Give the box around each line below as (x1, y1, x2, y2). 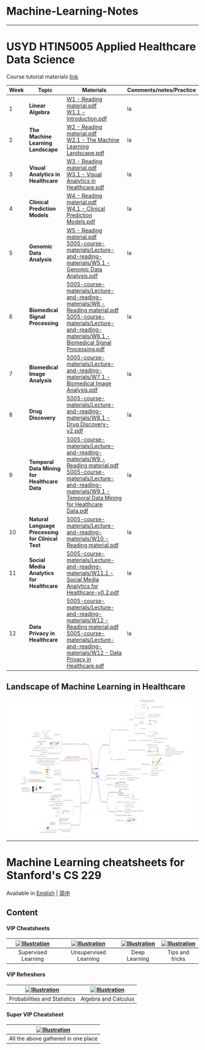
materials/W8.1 (66, 414, 106, 422)
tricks (171, 955, 186, 963)
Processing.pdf (66, 345, 105, 352)
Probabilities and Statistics (9, 995, 76, 1002)
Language (29, 522, 56, 529)
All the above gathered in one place (9, 1035, 98, 1042)
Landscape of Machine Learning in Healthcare (6, 682, 186, 692)
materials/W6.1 (66, 332, 106, 339)
